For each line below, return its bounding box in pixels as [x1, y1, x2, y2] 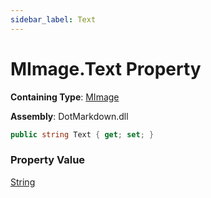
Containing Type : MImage [10, 91, 120, 103]
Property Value [10, 153, 86, 167]
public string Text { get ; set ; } [10, 129, 155, 140]
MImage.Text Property [10, 57, 202, 80]
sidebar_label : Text [10, 14, 97, 25]
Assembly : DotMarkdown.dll [10, 110, 129, 122]
